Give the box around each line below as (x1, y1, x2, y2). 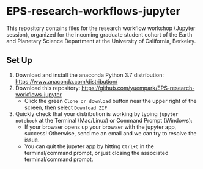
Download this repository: (15, 84, 81, 92)
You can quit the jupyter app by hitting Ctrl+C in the (24, 142, 154, 150)
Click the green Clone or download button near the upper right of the (24, 97, 197, 104)
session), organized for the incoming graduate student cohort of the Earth (6, 31, 193, 38)
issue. (24, 136, 40, 143)
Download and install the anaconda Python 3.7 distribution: (15, 71, 164, 79)
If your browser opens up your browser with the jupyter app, (24, 123, 177, 131)
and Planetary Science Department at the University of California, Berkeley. (6, 37, 196, 45)
